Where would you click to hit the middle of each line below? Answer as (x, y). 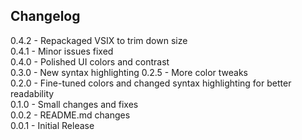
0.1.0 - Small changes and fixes (74, 104)
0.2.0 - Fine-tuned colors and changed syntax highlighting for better (151, 83)
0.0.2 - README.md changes (70, 115)
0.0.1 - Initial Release (52, 125)
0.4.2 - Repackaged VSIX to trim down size (99, 40)
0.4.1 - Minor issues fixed (62, 51)
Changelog (45, 16)
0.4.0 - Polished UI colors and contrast (90, 61)
